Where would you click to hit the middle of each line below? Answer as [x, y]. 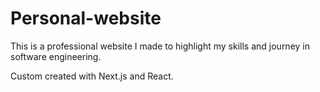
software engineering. [56, 56]
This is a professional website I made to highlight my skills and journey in [160, 46]
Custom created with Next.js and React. [92, 76]
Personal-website [86, 18]
